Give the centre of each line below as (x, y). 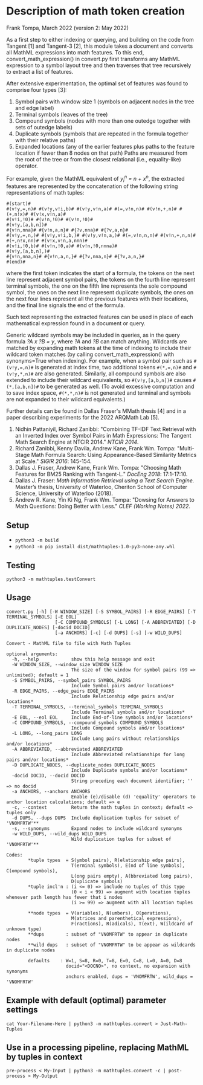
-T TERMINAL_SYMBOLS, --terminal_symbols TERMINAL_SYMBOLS (88, 707)
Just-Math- (174, 1024)
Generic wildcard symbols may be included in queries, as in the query (93, 335)
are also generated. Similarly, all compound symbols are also (110, 374)
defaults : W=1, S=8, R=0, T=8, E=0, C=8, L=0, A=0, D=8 (105, 960)
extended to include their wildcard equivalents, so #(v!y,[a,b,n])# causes (99, 380)
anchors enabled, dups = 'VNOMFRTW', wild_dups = (129, 976)
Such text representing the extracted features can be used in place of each (100, 317)
